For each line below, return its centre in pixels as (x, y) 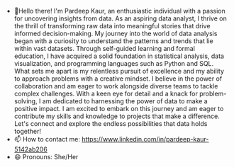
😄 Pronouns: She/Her (46, 157)
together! (27, 131)
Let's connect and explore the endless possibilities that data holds (111, 123)
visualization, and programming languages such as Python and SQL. (114, 63)
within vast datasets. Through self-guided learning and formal (104, 48)
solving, (26, 101)
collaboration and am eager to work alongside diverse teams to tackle (116, 86)
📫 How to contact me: (47, 139)
